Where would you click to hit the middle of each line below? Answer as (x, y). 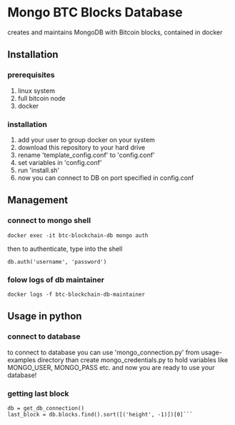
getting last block (38, 394)
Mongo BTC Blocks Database (95, 12)
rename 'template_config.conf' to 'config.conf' (86, 155)
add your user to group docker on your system (86, 139)
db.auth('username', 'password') (57, 261)
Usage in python (45, 316)
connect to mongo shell (49, 221)
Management (38, 200)
